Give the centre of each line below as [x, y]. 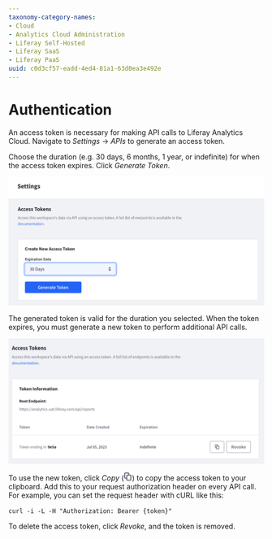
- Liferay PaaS [34, 60]
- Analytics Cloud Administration [67, 34]
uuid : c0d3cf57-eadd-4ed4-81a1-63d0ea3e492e [85, 69]
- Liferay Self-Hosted [47, 43]
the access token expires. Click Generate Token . [89, 165]
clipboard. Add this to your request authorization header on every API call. [132, 486]
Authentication [60, 110]
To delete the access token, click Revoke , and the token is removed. [122, 526]
